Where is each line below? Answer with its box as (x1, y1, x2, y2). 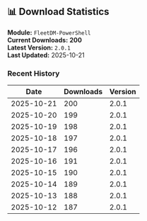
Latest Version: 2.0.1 (7, 43, 71, 52)
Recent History (7, 68, 60, 78)
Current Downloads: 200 (7, 35, 83, 44)
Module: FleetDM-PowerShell (7, 28, 91, 37)
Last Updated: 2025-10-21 (7, 50, 85, 59)
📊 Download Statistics (7, 6, 110, 18)
